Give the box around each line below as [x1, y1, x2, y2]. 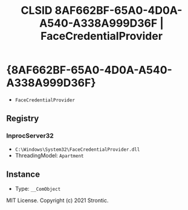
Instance [6, 170, 41, 180]
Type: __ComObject [15, 185, 61, 192]
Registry [6, 113, 39, 124]
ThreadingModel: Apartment [15, 151, 84, 159]
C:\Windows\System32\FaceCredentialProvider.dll [15, 146, 140, 153]
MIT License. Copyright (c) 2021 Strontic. [6, 197, 109, 204]
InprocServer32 [6, 132, 54, 140]
